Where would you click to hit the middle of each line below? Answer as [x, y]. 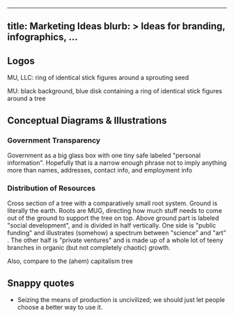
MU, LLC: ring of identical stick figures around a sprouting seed [98, 78]
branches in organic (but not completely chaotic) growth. [89, 248]
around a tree [27, 99]
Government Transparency [54, 140]
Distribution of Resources [52, 188]
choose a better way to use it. [60, 307]
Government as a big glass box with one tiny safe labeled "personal [104, 155]
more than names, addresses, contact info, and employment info [100, 170]
